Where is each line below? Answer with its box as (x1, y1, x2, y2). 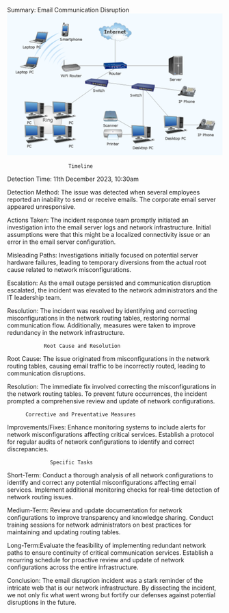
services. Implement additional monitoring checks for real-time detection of (7, 486, 220, 494)
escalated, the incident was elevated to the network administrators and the (7, 286, 217, 294)
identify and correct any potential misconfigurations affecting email (7, 478, 196, 486)
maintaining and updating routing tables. (7, 527, 121, 536)
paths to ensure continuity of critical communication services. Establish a (7, 548, 213, 557)
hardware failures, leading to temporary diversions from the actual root (7, 258, 206, 266)
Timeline (68, 162, 94, 170)
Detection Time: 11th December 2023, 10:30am (7, 175, 139, 183)
